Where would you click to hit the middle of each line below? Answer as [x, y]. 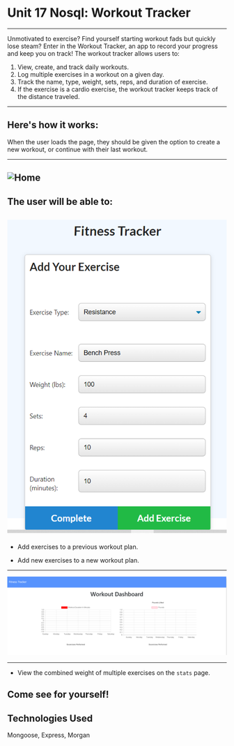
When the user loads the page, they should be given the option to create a [114, 142]
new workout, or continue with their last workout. [78, 149]
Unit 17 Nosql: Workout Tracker [99, 13]
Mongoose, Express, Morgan [49, 735]
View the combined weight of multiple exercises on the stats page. [114, 672]
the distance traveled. [48, 96]
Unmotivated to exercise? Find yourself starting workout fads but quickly [111, 38]
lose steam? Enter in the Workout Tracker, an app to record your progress [112, 46]
